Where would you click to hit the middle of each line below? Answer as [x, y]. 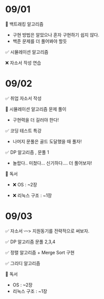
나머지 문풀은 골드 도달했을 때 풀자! [47, 141]
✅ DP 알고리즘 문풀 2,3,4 [30, 242]
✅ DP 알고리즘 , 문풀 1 [27, 152]
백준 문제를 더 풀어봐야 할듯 [40, 41]
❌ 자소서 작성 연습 [23, 62]
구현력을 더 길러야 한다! [36, 120]
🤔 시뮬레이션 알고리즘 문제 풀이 [36, 109]
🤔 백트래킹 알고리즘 [25, 24]
